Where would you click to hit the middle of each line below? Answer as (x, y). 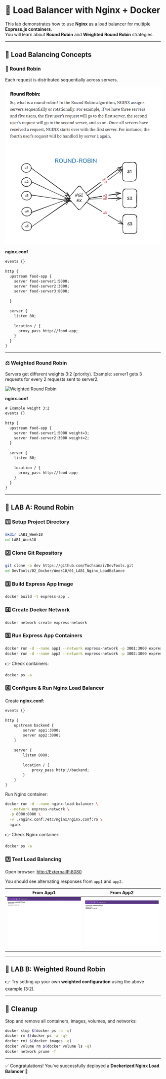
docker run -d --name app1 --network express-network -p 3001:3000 (76, 648)
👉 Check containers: (27, 663)
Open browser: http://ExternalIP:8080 (43, 872)
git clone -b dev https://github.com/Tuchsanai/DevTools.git (69, 566)
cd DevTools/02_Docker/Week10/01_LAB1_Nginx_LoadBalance (65, 571)
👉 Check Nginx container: (32, 835)
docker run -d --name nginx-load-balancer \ (52, 804)
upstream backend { (34, 725)
